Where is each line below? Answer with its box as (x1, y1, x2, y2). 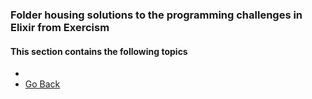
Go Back (24, 78, 61, 90)
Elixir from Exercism (10, 20, 110, 34)
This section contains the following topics (10, 45, 188, 57)
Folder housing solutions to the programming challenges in (10, 8, 303, 22)
